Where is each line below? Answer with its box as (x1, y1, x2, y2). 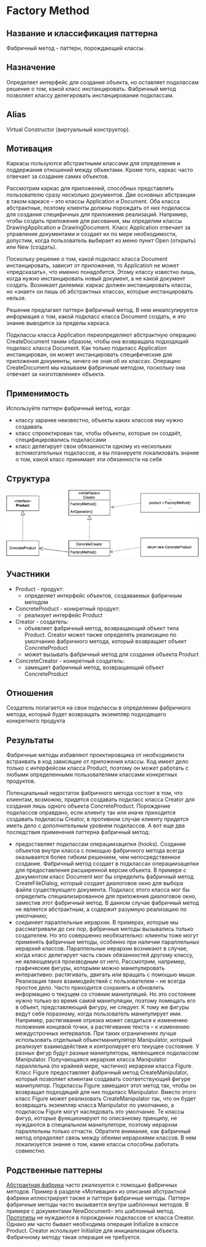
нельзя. (6, 294, 26, 302)
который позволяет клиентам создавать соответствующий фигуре (15, 1076, 191, 1083)
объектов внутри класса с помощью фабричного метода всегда (15, 847, 185, 854)
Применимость (6, 388, 69, 399)
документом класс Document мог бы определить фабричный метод (15, 873, 194, 880)
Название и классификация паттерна (6, 28, 158, 39)
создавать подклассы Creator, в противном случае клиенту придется (6, 815, 189, 823)
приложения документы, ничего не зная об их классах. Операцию (6, 358, 181, 365)
